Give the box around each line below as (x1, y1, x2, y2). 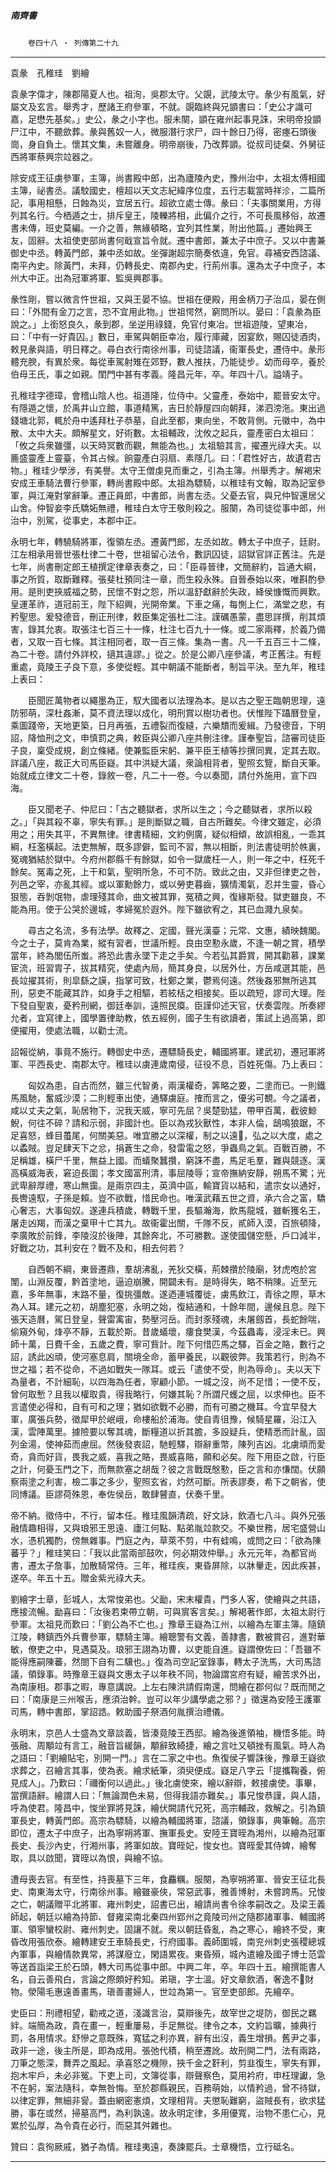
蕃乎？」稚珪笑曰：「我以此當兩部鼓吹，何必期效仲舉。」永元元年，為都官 (10, 1546, 308, 1559)
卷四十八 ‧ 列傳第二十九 (28, 38, 120, 48)
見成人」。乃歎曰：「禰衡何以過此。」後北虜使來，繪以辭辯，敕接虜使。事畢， (10, 1776, 322, 1789)
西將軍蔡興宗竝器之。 (10, 150, 98, 162)
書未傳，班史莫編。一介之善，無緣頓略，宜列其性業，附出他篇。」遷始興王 (10, 221, 313, 234)
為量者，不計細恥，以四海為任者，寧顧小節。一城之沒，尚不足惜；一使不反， (10, 1375, 326, 1387)
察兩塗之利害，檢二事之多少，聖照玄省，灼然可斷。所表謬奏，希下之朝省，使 (10, 1475, 326, 1487)
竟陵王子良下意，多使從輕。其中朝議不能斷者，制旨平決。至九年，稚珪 (36, 660, 326, 672)
